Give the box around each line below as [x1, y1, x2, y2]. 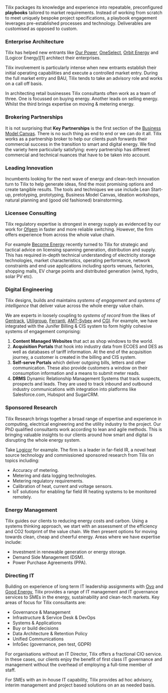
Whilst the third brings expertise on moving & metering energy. [5, 101, 135, 107]
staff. [5, 667, 16, 673]
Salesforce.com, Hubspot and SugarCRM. [12, 391, 99, 398]
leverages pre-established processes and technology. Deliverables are [5, 20, 151, 26]
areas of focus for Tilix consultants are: [5, 600, 86, 606]
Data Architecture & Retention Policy [12, 631, 88, 637]
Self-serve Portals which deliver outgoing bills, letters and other [12, 359, 146, 366]
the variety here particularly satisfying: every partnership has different [5, 146, 150, 152]
